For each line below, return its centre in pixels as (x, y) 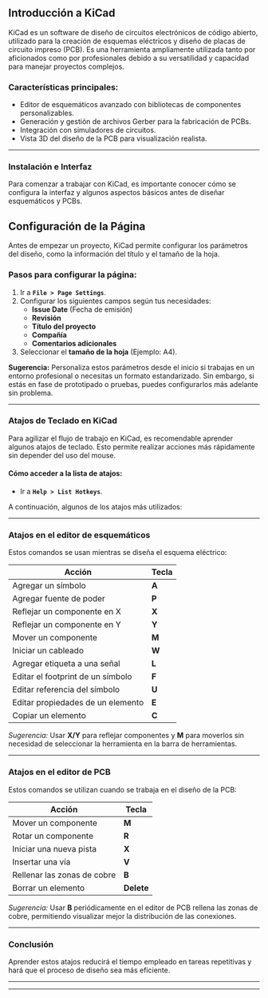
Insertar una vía (41, 861)
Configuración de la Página (77, 226)
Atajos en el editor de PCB (60, 772)
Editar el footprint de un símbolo (72, 677)
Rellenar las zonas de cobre (64, 875)
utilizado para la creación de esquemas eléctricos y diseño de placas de (127, 41)
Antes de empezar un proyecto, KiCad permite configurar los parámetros (128, 246)
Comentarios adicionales (74, 343)
